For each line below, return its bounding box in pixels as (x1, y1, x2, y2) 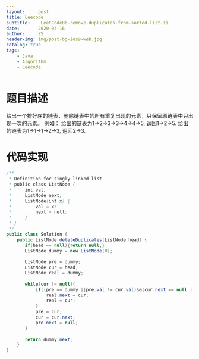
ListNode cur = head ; (24, 264, 78, 271)
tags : (6, 48, 20, 54)
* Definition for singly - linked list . (8, 176, 105, 182)
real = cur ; (46, 298, 76, 304)
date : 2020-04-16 (6, 25, 65, 32)
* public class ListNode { (8, 182, 76, 188)
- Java (17, 53, 33, 59)
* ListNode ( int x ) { (8, 198, 70, 204)
